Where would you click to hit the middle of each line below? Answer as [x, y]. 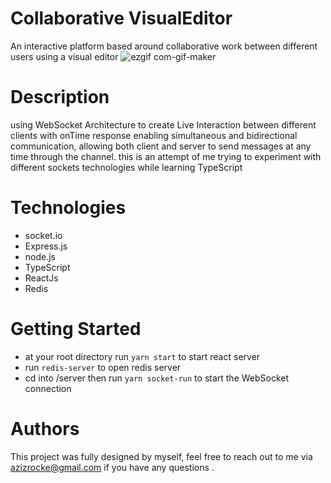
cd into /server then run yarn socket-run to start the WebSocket [157, 378]
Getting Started [76, 329]
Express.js [46, 246]
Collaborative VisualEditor [121, 18]
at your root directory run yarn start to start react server [142, 356]
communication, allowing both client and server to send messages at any [161, 146]
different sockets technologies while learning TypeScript [126, 167]
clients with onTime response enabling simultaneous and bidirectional [154, 135]
